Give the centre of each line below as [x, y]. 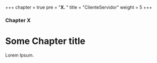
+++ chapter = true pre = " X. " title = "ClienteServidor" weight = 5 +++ [79, 7]
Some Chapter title [45, 41]
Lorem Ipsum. [20, 55]
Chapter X [18, 20]
